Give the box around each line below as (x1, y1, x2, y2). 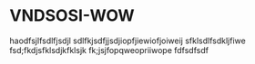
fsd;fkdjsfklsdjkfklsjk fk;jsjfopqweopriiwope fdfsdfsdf (9, 44, 209, 55)
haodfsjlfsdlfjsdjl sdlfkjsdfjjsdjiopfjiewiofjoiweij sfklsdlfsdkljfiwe (9, 35, 246, 46)
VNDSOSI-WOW (9, 5, 135, 26)
